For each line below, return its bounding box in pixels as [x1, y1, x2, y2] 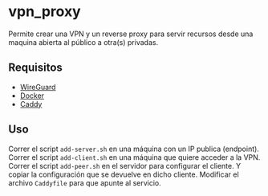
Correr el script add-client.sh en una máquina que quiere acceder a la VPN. [8, 152, 261, 162]
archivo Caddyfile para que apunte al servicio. [8, 178, 162, 187]
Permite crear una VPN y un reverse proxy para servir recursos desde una [8, 29, 254, 39]
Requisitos [8, 61, 63, 75]
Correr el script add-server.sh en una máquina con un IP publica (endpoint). [8, 144, 259, 153]
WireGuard [19, 82, 56, 92]
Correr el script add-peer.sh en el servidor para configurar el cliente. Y [8, 161, 242, 170]
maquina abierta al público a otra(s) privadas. [8, 37, 159, 47]
